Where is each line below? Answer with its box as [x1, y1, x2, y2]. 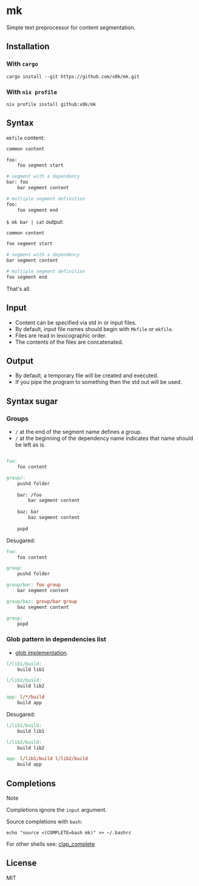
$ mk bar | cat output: [6, 218, 64, 225]
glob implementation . [15, 649, 69, 656]
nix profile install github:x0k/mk [6, 101, 96, 107]
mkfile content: [6, 134, 46, 141]
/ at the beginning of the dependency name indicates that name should [15, 434, 194, 442]
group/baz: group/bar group [6, 598, 78, 604]
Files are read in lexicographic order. [15, 332, 107, 339]
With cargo [6, 60, 38, 68]
